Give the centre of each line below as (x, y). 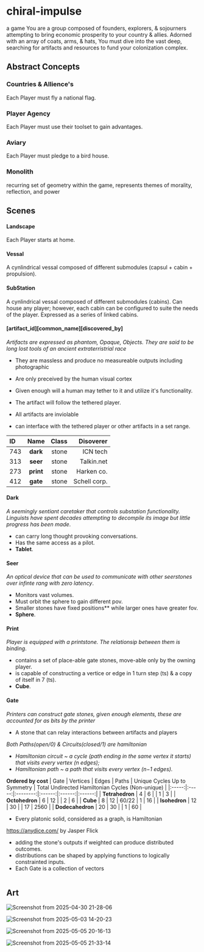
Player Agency (28, 113)
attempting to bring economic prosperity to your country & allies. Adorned (99, 34)
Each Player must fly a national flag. (51, 97)
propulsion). (21, 274)
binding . (17, 648)
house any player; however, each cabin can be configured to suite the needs (102, 308)
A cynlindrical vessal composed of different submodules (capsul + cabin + (100, 268)
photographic (32, 367)
